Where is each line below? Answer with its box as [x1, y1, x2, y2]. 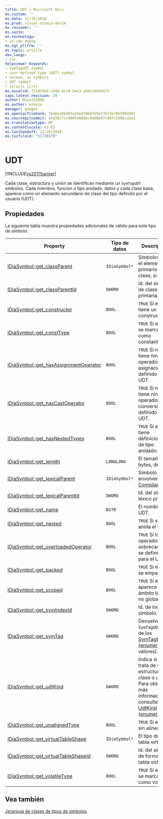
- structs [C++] [5, 84, 38, 89]
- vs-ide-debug [5, 39, 36, 44]
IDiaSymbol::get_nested [7, 520, 62, 527]
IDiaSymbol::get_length [7, 458, 61, 465]
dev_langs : [5, 52, 27, 57]
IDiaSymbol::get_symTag [7, 633, 64, 639]
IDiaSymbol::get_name [7, 506, 59, 513]
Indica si [138, 655, 158, 662]
